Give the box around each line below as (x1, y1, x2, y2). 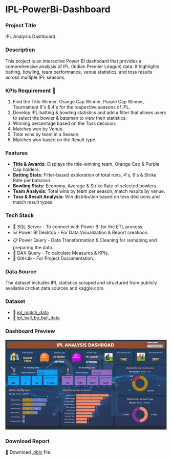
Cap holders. (12, 166, 40, 172)
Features (5, 149, 28, 157)
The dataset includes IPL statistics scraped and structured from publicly (5, 279, 157, 286)
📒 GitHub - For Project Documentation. (12, 255, 95, 261)
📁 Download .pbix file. (5, 449, 52, 455)
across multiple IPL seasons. (5, 74, 66, 80)
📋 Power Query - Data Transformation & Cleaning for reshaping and (12, 237, 157, 243)
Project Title (5, 22, 37, 29)
